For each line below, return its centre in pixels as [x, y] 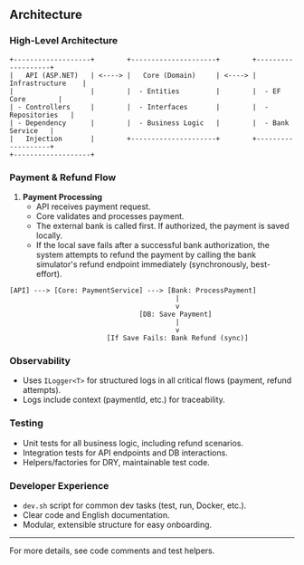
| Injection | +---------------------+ [115, 139]
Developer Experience [59, 485]
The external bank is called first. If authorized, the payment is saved [162, 225]
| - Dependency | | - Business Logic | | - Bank [149, 123]
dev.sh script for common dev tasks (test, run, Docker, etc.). [134, 505]
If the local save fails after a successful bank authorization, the [152, 244]
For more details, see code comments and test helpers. [112, 551]
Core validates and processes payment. [110, 215]
